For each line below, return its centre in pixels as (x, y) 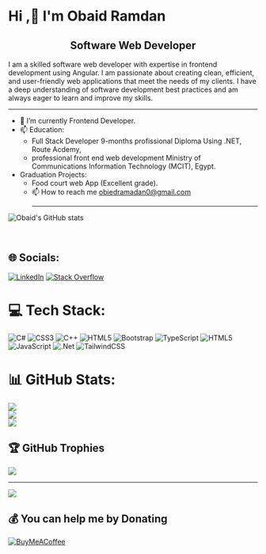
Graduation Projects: (53, 175)
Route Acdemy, (56, 149)
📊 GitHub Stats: (62, 379)
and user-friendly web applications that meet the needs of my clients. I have (133, 81)
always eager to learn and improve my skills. (80, 98)
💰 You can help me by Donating (88, 519)
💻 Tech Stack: (57, 310)
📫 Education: (42, 129)
